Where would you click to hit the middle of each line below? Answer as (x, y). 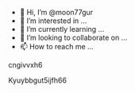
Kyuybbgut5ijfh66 (38, 80)
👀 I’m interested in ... (53, 21)
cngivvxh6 (25, 65)
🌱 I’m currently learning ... (62, 29)
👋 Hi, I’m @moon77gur (56, 12)
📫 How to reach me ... (56, 46)
